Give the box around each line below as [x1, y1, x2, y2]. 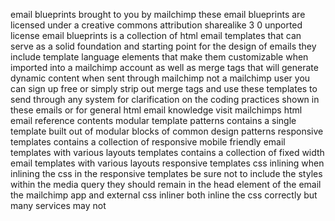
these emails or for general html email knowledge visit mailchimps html [10, 104, 303, 116]
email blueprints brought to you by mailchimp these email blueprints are [10, 9, 306, 20]
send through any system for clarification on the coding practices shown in [10, 94, 320, 105]
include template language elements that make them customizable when [10, 51, 309, 63]
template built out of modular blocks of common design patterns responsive [10, 125, 324, 137]
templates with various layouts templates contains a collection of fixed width [10, 147, 325, 158]
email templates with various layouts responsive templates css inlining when [10, 157, 325, 169]
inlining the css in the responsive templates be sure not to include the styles [10, 168, 323, 179]
